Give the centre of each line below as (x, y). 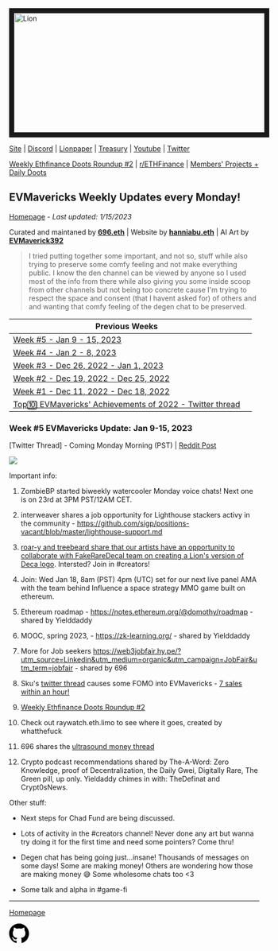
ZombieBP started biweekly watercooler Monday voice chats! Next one (137, 491)
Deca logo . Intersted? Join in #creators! (85, 565)
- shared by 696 (101, 668)
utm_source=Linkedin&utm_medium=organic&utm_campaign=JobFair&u (139, 660)
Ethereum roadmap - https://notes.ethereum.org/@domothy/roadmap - (137, 612)
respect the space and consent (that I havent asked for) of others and (142, 298)
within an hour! (45, 692)
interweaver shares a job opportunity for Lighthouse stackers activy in (135, 515)
